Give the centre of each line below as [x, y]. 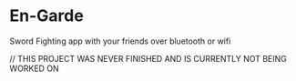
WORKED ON [34, 68]
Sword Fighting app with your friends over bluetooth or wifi [120, 41]
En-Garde [46, 16]
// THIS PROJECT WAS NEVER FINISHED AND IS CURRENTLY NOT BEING [148, 58]
